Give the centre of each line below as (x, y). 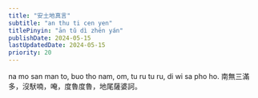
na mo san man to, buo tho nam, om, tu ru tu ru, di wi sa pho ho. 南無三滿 (129, 76)
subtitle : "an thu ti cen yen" (60, 23)
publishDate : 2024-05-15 (50, 38)
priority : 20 (30, 53)
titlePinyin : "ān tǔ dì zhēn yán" (66, 30)
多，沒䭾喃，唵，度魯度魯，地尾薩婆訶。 (75, 86)
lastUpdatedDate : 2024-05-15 (57, 45)
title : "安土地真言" (39, 16)
